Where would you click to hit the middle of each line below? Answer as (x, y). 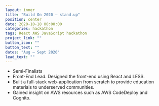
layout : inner (20, 10)
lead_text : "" (20, 57)
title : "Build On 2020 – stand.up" (43, 15)
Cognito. (22, 98)
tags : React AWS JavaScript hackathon (46, 33)
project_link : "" (24, 38)
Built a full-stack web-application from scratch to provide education (83, 82)
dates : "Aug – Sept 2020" (32, 52)
